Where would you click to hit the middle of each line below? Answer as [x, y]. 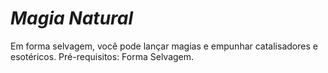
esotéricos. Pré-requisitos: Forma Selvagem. [102, 56]
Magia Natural [72, 18]
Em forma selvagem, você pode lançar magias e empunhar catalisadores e [164, 46]
